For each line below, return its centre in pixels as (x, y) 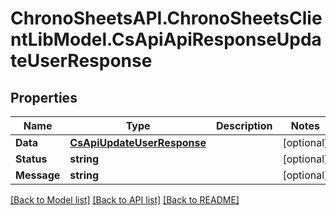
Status (31, 159)
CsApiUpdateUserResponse (138, 142)
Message (38, 175)
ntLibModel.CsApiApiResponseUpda (166, 39)
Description (244, 125)
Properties (44, 97)
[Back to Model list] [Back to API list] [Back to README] (125, 200)
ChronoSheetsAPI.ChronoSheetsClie (166, 18)
